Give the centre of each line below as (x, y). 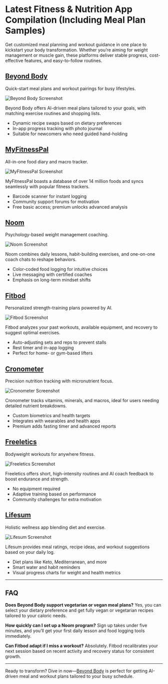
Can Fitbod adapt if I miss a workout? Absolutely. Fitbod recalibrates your (82, 646)
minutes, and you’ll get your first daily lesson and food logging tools (75, 631)
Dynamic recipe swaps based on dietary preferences (67, 123)
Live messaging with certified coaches (52, 274)
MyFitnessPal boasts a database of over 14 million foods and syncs (74, 181)
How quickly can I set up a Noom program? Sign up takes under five (76, 625)
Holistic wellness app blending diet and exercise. (55, 527)
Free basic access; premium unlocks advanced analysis (70, 207)
